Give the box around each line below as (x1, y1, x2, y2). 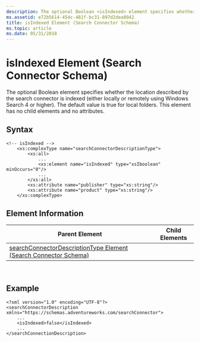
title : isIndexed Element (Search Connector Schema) (6, 20, 140, 26)
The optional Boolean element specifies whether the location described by (6, 88, 189, 96)
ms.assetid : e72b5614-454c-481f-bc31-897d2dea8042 (6, 14, 135, 20)
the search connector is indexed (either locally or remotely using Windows (6, 95, 189, 102)
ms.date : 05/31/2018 (6, 31, 58, 37)
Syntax (6, 125, 33, 135)
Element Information (6, 208, 84, 218)
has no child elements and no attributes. (6, 107, 105, 115)
